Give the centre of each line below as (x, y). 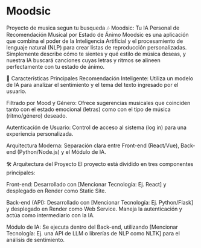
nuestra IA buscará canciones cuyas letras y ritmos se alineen (84, 60)
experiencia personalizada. (40, 133)
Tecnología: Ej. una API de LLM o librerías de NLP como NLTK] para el (93, 233)
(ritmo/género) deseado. (37, 115)
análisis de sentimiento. (36, 240)
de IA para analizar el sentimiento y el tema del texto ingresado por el (92, 84)
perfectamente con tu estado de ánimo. (56, 66)
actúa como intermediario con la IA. (50, 215)
